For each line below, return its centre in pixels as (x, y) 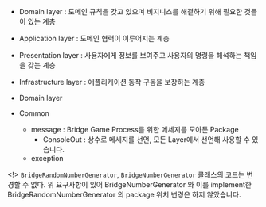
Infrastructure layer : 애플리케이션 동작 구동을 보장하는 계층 (112, 82)
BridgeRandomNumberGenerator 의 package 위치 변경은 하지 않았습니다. (124, 194)
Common (34, 113)
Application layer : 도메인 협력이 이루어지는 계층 (94, 38)
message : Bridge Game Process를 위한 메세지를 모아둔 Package (135, 130)
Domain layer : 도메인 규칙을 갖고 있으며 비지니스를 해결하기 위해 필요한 (131, 11)
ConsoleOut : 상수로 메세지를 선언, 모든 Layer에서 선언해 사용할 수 (146, 140)
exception (47, 158)
